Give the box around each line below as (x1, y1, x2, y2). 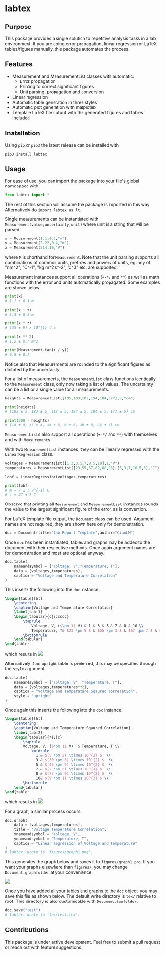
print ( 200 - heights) (5, 418, 50, 423)
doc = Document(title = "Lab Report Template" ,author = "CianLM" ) (5, 531, 135, 535)
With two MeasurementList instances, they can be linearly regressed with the (5, 446, 160, 452)
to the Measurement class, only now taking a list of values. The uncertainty (5, 381, 153, 387)
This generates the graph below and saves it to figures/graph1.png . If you (5, 859, 155, 865)
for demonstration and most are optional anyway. (5, 550, 105, 556)
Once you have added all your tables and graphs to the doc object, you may (5, 888, 158, 894)
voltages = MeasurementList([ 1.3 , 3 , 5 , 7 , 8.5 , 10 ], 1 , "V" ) (5, 461, 120, 466)
